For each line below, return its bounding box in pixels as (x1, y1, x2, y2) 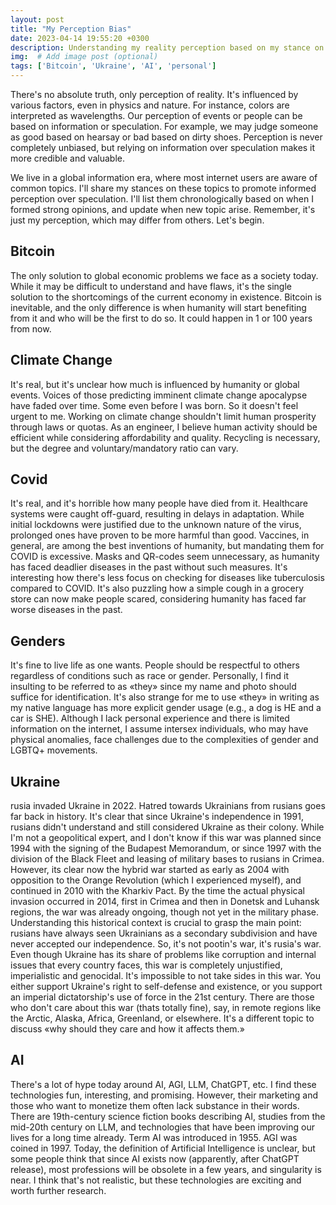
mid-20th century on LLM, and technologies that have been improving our (10, 1121, 315, 1133)
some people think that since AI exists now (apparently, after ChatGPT (10, 1152, 300, 1165)
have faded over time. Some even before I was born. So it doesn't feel (10, 399, 299, 411)
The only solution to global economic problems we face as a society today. (10, 269, 319, 281)
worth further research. (10, 1184, 107, 1196)
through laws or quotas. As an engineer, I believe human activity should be (10, 421, 318, 433)
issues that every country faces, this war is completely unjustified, (10, 959, 283, 971)
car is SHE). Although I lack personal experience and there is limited (10, 712, 290, 725)
